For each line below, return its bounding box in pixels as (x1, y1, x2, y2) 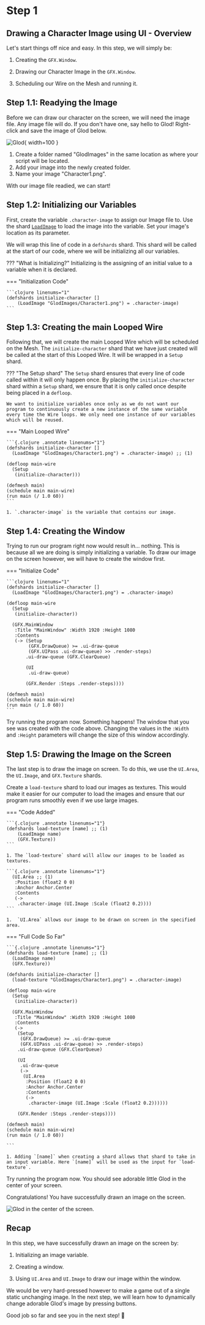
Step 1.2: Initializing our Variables (6, 200, 136, 210)
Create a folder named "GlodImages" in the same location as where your (15, 151, 199, 158)
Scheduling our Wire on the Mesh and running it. (15, 80, 138, 87)
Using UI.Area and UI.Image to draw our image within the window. (15, 1275, 182, 1282)
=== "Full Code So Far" (6, 933, 65, 940)
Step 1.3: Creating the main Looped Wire (6, 322, 163, 332)
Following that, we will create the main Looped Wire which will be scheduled (6, 338, 199, 346)
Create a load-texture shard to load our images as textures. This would (6, 784, 187, 791)
